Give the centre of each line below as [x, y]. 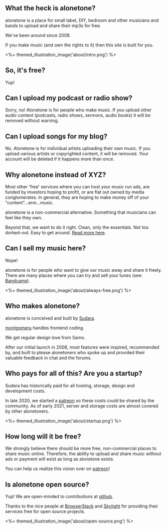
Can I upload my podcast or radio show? [69, 98]
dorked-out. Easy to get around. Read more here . [56, 233]
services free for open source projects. [45, 512]
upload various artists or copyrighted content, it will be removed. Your [77, 154]
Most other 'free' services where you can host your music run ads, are [78, 187]
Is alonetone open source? [47, 484]
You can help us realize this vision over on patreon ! [58, 469]
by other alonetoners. [27, 411]
